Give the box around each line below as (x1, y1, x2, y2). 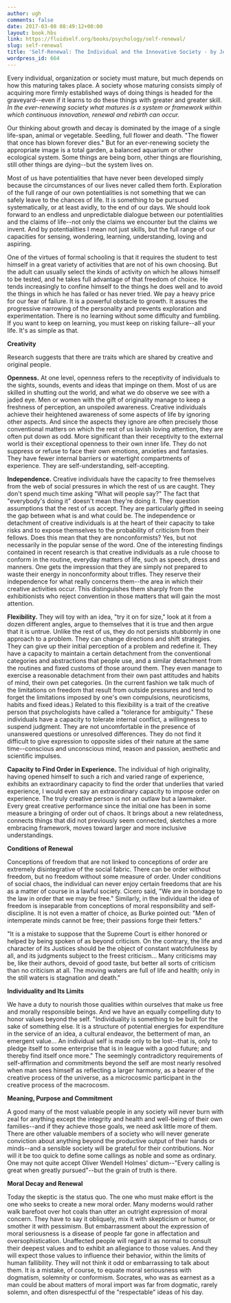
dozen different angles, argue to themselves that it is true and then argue (7, 619, 214, 628)
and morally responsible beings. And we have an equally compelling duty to (7, 1007, 221, 1016)
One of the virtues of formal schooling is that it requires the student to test (7, 253, 218, 261)
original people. (7, 360, 52, 369)
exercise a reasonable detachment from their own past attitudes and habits (7, 671, 220, 679)
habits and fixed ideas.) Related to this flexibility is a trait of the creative (7, 700, 210, 708)
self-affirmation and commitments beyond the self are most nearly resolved (7, 1058, 221, 1067)
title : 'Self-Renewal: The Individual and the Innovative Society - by (7, 49, 217, 56)
